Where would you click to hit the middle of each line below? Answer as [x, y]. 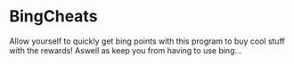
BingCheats [53, 16]
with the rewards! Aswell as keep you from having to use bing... [126, 50]
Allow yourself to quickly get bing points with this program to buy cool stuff [147, 41]
